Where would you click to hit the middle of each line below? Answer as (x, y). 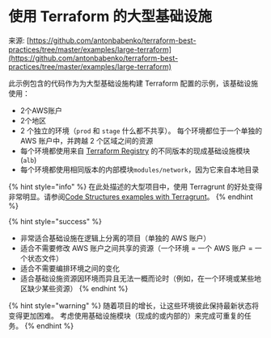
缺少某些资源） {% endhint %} (78, 288)
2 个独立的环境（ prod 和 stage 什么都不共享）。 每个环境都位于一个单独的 (141, 131)
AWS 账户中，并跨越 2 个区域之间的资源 (87, 140)
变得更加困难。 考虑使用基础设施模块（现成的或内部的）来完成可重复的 (126, 315)
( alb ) (28, 160)
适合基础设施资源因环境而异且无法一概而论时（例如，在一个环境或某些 (137, 278)
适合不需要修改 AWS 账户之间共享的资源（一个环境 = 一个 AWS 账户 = (136, 248)
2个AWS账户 (41, 111)
